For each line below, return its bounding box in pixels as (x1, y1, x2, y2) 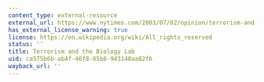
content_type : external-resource (8, 11, 118, 20)
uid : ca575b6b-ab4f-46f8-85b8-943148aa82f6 (8, 55, 153, 63)
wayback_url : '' (8, 62, 61, 70)
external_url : (8, 19, 55, 27)
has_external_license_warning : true (8, 26, 128, 34)
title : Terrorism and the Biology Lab (8, 48, 135, 55)
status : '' (8, 41, 44, 48)
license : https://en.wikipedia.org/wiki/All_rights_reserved (8, 33, 213, 41)
